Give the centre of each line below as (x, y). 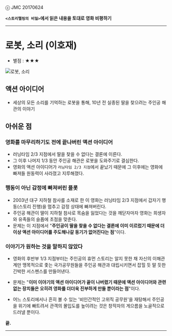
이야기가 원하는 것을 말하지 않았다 (44, 246)
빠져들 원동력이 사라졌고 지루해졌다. (48, 174)
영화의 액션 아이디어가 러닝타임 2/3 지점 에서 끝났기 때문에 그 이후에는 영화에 (88, 167)
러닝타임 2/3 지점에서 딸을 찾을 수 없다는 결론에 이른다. (67, 154)
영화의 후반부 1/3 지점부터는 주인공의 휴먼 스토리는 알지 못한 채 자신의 (82, 259)
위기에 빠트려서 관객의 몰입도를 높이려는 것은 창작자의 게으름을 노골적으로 (91, 306)
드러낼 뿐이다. (27, 312)
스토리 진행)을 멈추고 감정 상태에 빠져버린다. (62, 206)
